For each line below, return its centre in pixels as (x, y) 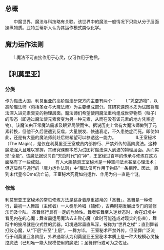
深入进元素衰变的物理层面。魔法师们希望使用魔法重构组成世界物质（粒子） (84, 113)
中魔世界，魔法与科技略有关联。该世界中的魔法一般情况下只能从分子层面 (86, 22)
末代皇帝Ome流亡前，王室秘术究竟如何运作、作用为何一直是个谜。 (76, 174)
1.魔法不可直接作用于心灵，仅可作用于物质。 (58, 57)
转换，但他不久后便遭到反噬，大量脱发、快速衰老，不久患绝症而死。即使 (82, 132)
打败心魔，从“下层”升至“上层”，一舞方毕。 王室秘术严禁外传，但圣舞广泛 (78, 230)
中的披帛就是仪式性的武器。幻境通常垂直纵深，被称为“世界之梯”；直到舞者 (84, 224)
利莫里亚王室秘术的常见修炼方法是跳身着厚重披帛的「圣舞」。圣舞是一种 (77, 200)
